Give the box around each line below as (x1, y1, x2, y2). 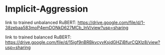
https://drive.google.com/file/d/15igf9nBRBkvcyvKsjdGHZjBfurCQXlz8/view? (5, 39, 161, 45)
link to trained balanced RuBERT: (5, 34, 71, 40)
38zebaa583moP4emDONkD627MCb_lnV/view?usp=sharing (5, 24, 129, 30)
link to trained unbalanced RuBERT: (5, 19, 77, 25)
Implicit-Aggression (5, 3, 88, 15)
